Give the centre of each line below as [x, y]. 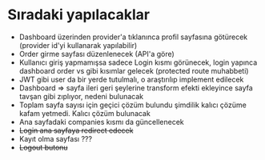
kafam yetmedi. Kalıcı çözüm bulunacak [85, 113]
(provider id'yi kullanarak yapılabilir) [78, 45]
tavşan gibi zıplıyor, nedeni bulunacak [81, 96]
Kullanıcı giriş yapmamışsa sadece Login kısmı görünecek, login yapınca [138, 62]
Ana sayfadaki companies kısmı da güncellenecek [102, 122]
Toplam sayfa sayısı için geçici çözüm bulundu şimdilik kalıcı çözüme [133, 105]
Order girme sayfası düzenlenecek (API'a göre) [97, 54]
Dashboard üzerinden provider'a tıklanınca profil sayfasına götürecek [133, 37]
